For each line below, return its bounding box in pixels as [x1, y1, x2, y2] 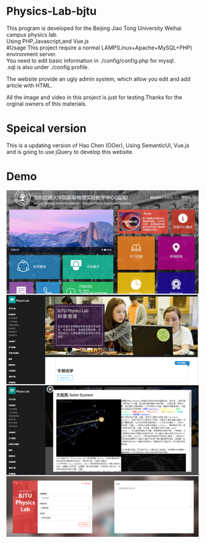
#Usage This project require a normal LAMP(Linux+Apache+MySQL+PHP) [6, 44, 193, 51]
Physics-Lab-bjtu [6, 4, 97, 18]
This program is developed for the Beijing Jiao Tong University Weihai [6, 24, 182, 32]
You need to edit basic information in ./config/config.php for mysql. [6, 57, 176, 64]
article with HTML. [6, 81, 53, 89]
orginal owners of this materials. [6, 100, 87, 108]
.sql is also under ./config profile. [6, 63, 90, 71]
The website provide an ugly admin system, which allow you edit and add [6, 75, 191, 82]
